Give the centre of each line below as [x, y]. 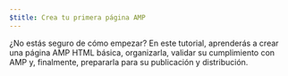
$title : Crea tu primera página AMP [77, 17]
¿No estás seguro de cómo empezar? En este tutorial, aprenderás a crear [144, 43]
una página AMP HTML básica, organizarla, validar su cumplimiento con [142, 52]
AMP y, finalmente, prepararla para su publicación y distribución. [129, 62]
